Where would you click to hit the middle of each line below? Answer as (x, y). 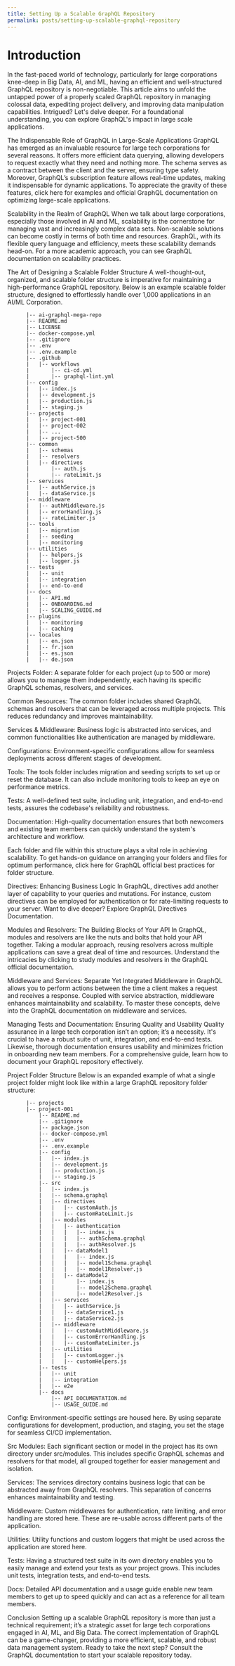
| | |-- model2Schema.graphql (95, 1288)
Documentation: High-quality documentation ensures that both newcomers (116, 822)
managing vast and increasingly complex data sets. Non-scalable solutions (116, 229)
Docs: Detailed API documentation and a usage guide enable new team (110, 1589)
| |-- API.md (48, 598)
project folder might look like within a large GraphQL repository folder (108, 1083)
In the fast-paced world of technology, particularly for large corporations (112, 75)
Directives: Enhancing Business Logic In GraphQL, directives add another (113, 886)
